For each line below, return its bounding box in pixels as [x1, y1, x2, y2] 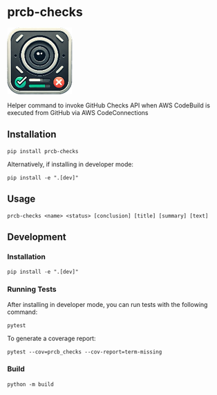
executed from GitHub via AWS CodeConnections [7, 108, 149, 116]
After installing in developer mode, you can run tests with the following [7, 300, 208, 308]
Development [7, 231, 67, 243]
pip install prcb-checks [7, 148, 79, 155]
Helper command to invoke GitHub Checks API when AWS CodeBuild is [7, 101, 211, 109]
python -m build [7, 380, 54, 388]
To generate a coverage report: [7, 334, 96, 342]
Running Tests [7, 285, 57, 295]
